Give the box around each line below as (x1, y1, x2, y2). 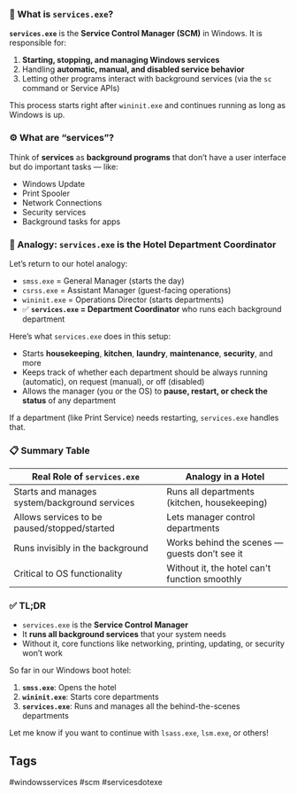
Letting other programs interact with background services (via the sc (21, 74, 272, 84)
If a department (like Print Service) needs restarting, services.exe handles (9, 412, 279, 423)
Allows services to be (13, 511, 103, 524)
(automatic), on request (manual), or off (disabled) (21, 376, 205, 386)
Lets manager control (166, 511, 255, 524)
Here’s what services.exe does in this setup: (9, 331, 171, 341)
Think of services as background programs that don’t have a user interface (9, 152, 287, 162)
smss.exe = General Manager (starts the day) (21, 275, 185, 286)
